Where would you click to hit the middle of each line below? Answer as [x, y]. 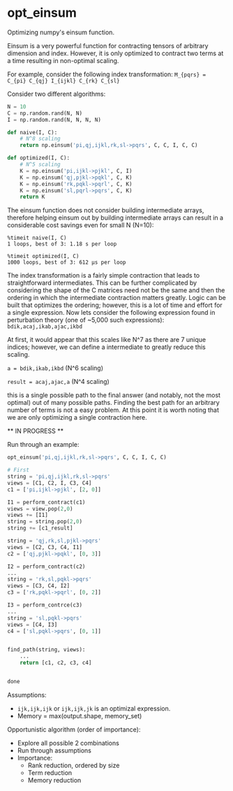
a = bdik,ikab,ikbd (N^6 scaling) [55, 368]
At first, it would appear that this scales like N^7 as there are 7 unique [107, 340]
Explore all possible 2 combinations [68, 743]
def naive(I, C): [32, 132]
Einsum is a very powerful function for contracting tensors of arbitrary [108, 45]
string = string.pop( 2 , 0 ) [45, 522]
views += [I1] [28, 515]
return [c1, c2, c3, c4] [56, 663]
